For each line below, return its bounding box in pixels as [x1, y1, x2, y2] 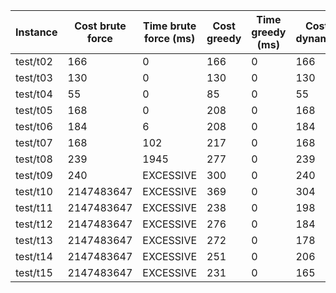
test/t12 [15, 217, 53, 231]
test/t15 [15, 266, 53, 279]
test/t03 [15, 71, 53, 84]
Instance [15, 25, 58, 39]
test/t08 [15, 152, 53, 166]
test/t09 [15, 169, 53, 182]
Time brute [143, 19, 197, 33]
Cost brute [74, 19, 127, 33]
